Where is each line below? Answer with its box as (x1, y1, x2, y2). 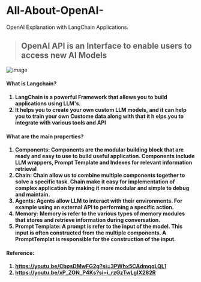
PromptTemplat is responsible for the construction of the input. (14, 236, 176, 243)
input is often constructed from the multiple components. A (14, 229, 167, 236)
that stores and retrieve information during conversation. (14, 216, 161, 224)
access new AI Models (20, 51, 107, 61)
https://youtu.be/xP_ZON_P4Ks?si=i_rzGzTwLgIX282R (14, 269, 156, 277)
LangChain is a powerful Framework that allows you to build (14, 93, 167, 100)
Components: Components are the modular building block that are (14, 146, 184, 153)
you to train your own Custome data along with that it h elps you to (14, 112, 184, 120)
